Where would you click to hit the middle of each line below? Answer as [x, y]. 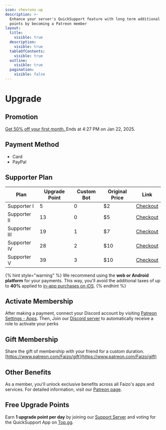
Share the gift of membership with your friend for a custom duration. [75, 351]
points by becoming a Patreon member [48, 24]
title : [16, 33]
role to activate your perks [32, 324]
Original [117, 191]
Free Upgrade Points [37, 405]
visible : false [30, 74]
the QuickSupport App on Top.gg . [40, 422]
